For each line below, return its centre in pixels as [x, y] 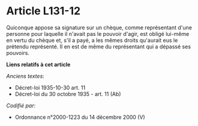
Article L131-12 [43, 11]
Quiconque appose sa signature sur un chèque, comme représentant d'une [99, 27]
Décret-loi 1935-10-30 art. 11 [50, 87]
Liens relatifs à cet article [38, 64]
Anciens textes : [25, 76]
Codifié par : [21, 105]
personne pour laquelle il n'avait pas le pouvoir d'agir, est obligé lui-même [98, 33]
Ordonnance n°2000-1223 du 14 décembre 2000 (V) [80, 117]
